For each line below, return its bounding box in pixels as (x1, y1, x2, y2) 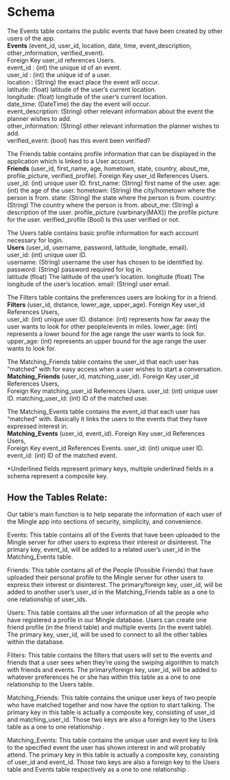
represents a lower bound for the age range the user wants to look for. (7, 329, 206, 337)
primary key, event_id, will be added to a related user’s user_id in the (7, 545, 201, 553)
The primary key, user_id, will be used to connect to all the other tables (7, 630, 208, 638)
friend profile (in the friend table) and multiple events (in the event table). (7, 623, 214, 631)
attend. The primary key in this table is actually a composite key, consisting (7, 750, 220, 759)
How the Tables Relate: (7, 492, 108, 504)
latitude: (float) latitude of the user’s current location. (7, 85, 157, 93)
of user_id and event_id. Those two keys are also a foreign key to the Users (7, 757, 220, 766)
